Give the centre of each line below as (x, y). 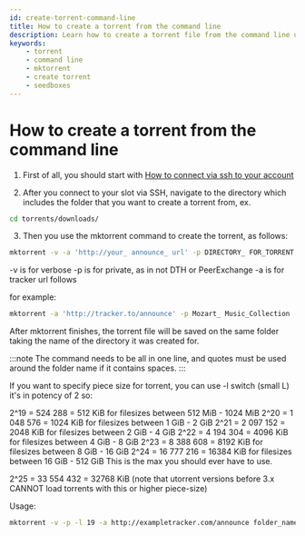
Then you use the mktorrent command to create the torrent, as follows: (155, 236)
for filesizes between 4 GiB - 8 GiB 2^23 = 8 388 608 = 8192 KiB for (136, 442)
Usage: (23, 506)
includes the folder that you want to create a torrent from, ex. (137, 202)
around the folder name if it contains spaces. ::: (98, 368)
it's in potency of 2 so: (51, 395)
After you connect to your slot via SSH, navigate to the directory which (154, 193)
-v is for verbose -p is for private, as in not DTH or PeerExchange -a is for (147, 270)
